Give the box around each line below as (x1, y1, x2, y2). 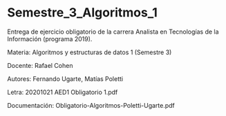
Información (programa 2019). (7, 34, 93, 43)
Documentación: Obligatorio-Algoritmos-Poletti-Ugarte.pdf (7, 101, 175, 109)
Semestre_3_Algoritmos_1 (7, 5, 158, 21)
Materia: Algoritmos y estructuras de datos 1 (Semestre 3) (7, 48, 172, 56)
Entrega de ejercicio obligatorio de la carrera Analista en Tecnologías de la (7, 27, 219, 36)
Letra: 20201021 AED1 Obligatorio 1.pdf (7, 88, 118, 96)
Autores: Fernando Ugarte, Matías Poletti (7, 74, 123, 83)
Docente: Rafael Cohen (7, 61, 73, 69)
